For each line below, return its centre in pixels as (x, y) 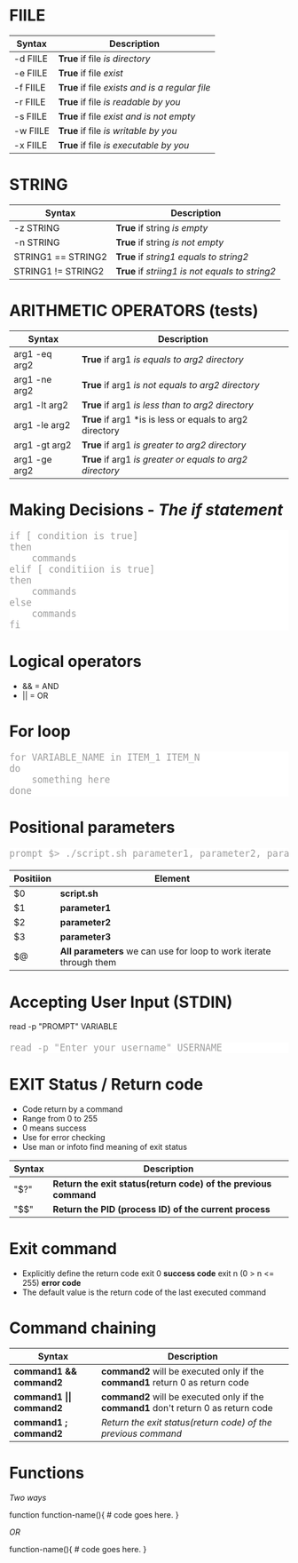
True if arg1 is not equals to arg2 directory (170, 385)
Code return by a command (72, 1109)
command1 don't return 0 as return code (187, 1408)
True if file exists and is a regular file (134, 87)
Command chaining (83, 1328)
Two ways (28, 1498)
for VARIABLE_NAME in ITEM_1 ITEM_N (105, 758)
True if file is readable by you (119, 101)
